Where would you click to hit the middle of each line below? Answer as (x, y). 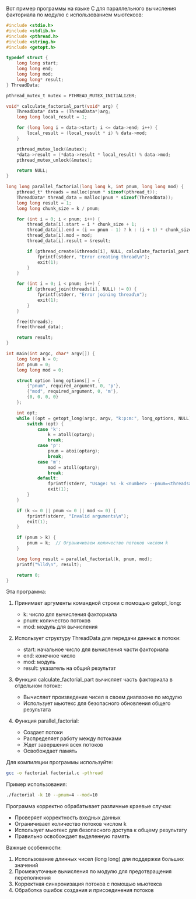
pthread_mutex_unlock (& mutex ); (55, 160)
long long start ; (38, 63)
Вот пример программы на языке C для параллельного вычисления (91, 8)
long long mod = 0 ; (40, 370)
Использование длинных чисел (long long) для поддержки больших (99, 859)
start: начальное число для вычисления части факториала (96, 649)
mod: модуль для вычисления (60, 627)
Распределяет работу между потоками (72, 738)
